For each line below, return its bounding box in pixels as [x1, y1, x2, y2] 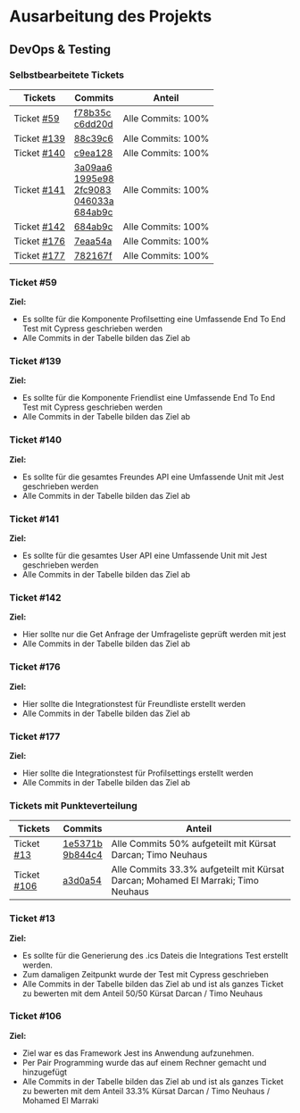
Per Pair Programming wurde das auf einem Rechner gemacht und [21, 1057, 267, 1067]
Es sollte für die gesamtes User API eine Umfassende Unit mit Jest [21, 551, 268, 561]
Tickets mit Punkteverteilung [9, 799, 138, 811]
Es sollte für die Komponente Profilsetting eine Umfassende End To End [21, 314, 286, 325]
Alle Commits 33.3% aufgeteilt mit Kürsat [111, 863, 285, 876]
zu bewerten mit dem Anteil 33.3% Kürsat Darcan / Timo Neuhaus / [21, 1085, 271, 1096]
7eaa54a [73, 235, 112, 247]
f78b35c [73, 106, 112, 119]
